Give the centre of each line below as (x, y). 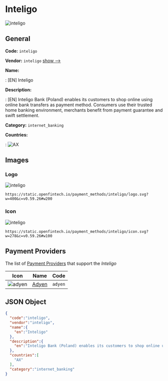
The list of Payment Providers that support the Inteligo (61, 263)
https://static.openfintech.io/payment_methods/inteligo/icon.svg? (77, 231)
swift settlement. (22, 115)
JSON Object (26, 302)
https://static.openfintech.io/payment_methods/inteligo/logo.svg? (77, 195)
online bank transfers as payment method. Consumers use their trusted (79, 105)
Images (17, 160)
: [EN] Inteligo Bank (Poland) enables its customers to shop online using (79, 99)
